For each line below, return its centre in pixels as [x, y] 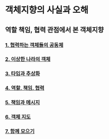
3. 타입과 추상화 [23, 74]
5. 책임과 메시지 [23, 103]
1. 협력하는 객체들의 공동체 [34, 45]
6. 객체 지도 [18, 117]
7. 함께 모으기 [20, 132]
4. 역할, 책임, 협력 [25, 88]
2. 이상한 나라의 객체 [28, 59]
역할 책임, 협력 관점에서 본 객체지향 [54, 30]
